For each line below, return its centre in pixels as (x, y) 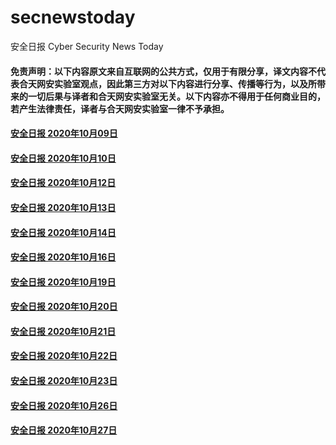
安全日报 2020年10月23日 (64, 381)
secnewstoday (73, 17)
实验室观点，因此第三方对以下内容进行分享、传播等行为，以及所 (185, 83)
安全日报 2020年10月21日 (63, 331)
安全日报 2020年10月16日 (63, 257)
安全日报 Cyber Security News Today (87, 46)
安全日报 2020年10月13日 (63, 207)
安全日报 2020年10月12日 (63, 183)
